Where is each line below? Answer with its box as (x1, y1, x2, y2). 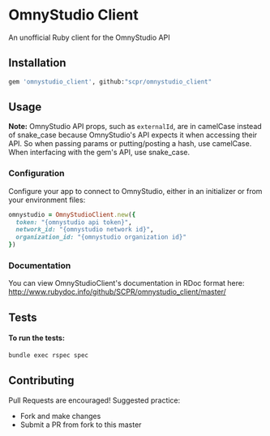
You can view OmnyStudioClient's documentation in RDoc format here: (8, 278, 245, 288)
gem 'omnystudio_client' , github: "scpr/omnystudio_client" (8, 77, 212, 86)
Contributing (8, 373, 75, 387)
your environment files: (8, 195, 86, 205)
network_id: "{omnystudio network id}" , (15, 226, 154, 234)
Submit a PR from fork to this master (19, 420, 142, 430)
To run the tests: (8, 333, 65, 343)
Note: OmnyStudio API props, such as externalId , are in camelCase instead (8, 122, 262, 132)
